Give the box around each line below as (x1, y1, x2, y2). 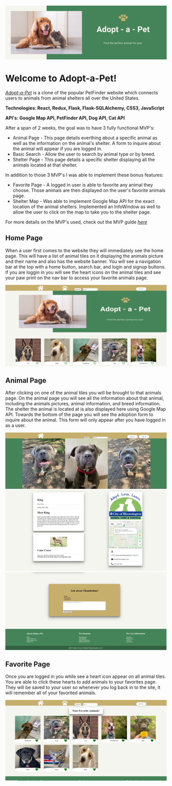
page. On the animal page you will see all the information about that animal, (5, 395, 164, 401)
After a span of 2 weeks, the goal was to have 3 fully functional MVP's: (5, 125, 155, 131)
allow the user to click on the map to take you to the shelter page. (12, 209, 151, 215)
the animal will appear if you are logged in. (12, 146, 102, 152)
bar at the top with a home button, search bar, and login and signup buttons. (5, 263, 166, 270)
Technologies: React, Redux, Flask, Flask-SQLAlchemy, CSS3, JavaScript (5, 105, 165, 111)
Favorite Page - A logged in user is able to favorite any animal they (12, 181, 154, 188)
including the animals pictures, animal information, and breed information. (5, 401, 161, 407)
